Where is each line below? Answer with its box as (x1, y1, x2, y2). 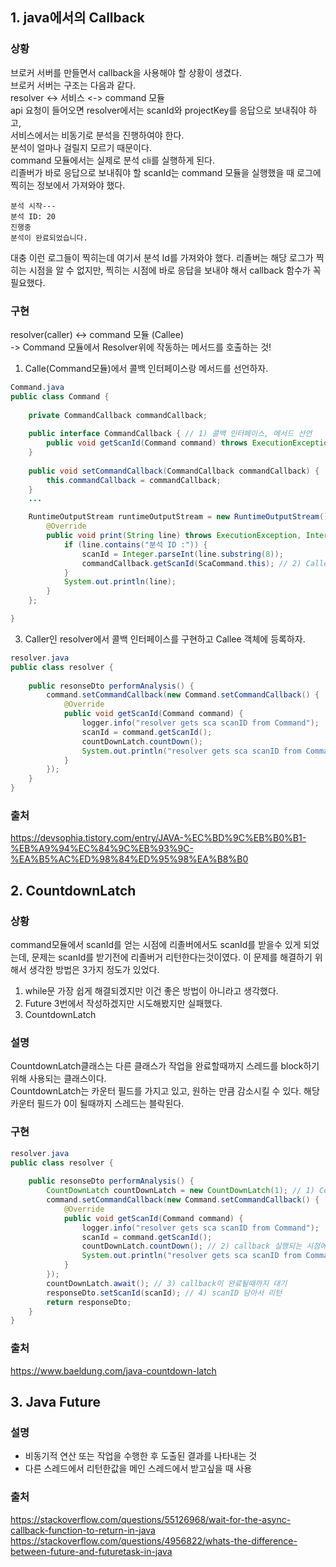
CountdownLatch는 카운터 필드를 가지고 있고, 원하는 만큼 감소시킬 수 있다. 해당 (10, 1085, 320, 1097)
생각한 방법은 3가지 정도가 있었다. (28, 964, 160, 976)
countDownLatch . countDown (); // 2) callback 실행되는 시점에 (81, 1241, 328, 1252)
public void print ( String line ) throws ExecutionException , (46, 531, 302, 541)
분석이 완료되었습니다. (10, 233, 88, 243)
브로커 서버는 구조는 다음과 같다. (10, 79, 137, 91)
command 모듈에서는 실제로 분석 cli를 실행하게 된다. (10, 154, 216, 166)
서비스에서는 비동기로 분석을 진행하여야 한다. (10, 129, 185, 141)
